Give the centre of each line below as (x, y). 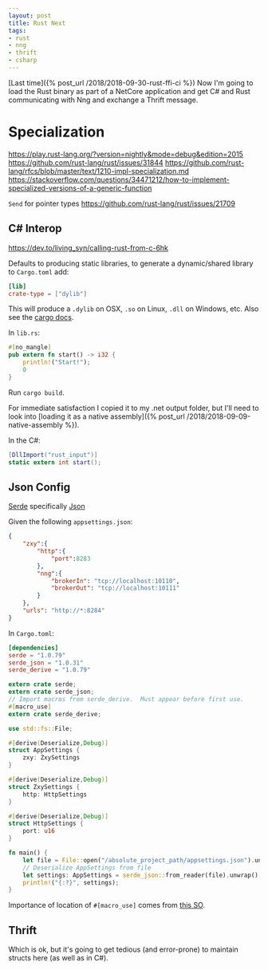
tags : (17, 30)
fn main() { (28, 853)
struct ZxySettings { (44, 787)
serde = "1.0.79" (37, 655)
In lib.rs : (24, 333)
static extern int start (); (55, 462)
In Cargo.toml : (31, 633)
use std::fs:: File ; (41, 728)
